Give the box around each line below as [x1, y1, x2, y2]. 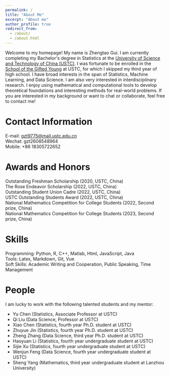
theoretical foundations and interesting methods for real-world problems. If [5, 87, 162, 93]
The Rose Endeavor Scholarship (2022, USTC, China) [5, 183, 117, 189]
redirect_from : [5, 26, 38, 31]
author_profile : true [5, 21, 51, 27]
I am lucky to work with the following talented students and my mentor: [5, 301, 154, 307]
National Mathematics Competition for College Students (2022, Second [5, 199, 154, 206]
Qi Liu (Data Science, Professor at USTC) [12, 316, 99, 322]
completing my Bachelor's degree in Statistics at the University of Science [5, 55, 161, 61]
